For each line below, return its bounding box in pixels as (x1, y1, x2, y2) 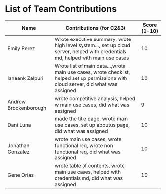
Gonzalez (7, 148, 30, 155)
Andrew (7, 98, 26, 105)
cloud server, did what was (54, 80, 118, 87)
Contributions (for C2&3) (65, 24, 126, 31)
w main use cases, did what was (54, 101, 130, 108)
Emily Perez (7, 45, 35, 52)
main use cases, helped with (54, 168, 121, 175)
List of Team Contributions (5, 3, 117, 15)
